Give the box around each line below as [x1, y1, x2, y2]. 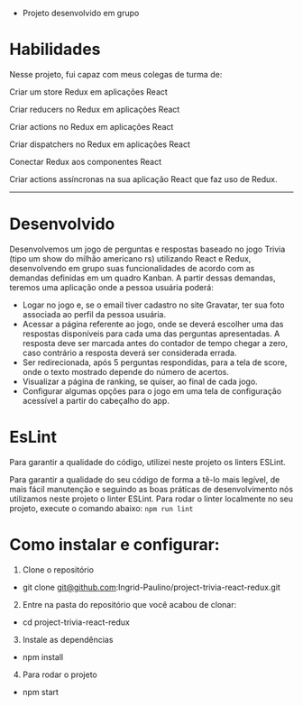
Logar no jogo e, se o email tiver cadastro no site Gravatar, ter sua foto [22, 299, 285, 310]
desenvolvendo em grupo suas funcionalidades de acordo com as [9, 262, 255, 273]
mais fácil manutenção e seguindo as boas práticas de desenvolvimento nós [9, 483, 294, 494]
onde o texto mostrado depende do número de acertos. [22, 366, 230, 377]
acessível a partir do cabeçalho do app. [22, 395, 170, 406]
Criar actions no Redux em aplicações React [9, 121, 174, 132]
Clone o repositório [22, 564, 95, 575]
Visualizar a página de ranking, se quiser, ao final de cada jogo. [22, 376, 259, 387]
